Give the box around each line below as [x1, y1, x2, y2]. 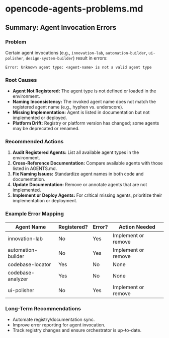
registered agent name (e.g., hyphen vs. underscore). [12, 104, 124, 110]
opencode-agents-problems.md [5, 3, 143, 15]
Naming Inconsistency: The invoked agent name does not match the [12, 99, 156, 105]
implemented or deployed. [12, 115, 67, 121]
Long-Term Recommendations [5, 305, 81, 312]
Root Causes [5, 76, 37, 83]
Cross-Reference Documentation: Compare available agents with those [12, 160, 163, 166]
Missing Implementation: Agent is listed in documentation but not [12, 109, 150, 116]
